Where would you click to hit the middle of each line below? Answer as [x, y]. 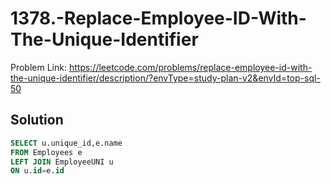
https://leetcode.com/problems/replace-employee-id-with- [190, 67]
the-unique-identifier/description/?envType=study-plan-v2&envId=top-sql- [165, 78]
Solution [37, 120]
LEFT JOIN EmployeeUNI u [62, 162]
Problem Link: [38, 67]
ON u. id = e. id [37, 171]
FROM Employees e [46, 152]
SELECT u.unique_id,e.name [66, 143]
